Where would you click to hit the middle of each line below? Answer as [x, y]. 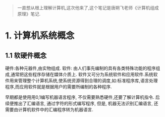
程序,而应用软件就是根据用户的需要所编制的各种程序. [59, 87]
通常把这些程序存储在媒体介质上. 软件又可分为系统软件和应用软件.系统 [82, 74]
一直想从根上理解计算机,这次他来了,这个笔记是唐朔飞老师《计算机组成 [88, 8]
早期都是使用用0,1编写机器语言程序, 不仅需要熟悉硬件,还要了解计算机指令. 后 [82, 97]
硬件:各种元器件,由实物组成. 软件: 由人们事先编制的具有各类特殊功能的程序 [81, 68]
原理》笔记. [29, 14]
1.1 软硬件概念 [26, 56]
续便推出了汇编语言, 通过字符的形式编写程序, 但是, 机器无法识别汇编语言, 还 [82, 103]
